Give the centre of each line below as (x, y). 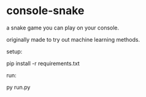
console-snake (45, 11)
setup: (14, 51)
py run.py (18, 87)
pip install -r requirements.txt (43, 63)
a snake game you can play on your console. (63, 28)
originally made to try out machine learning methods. (73, 39)
